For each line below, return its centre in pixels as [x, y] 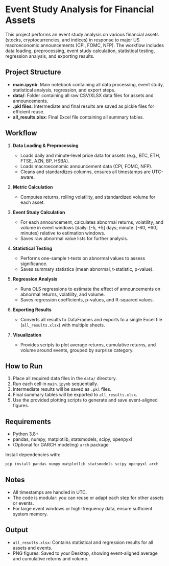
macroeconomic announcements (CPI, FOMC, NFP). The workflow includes [85, 45]
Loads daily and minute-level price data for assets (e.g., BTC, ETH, [90, 155]
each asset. [32, 202]
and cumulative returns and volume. [51, 558]
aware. [28, 177]
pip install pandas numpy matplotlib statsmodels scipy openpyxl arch [82, 464]
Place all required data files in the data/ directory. [65, 379]
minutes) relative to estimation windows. [63, 233]
